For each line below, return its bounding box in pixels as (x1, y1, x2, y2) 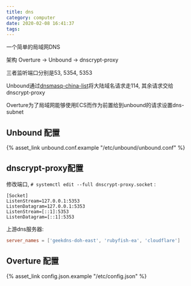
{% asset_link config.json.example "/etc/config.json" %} (6, 272, 147, 280)
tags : (6, 26, 20, 32)
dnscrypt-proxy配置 (6, 163, 84, 173)
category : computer (6, 15, 56, 21)
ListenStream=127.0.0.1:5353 (6, 198, 80, 204)
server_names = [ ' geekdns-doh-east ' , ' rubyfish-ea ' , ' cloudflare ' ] (6, 237, 181, 243)
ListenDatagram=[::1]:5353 (6, 214, 75, 220)
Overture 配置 (6, 256, 59, 267)
